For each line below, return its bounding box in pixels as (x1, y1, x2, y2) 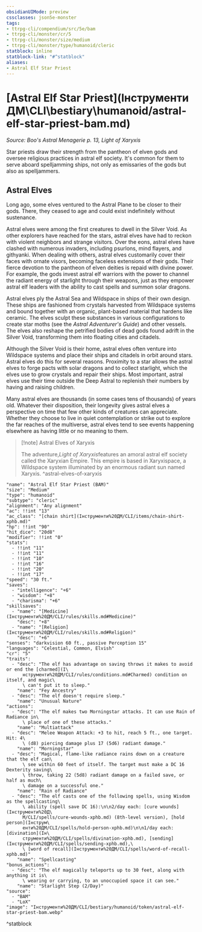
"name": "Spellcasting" (17, 857, 77, 863)
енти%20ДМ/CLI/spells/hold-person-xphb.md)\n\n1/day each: (22, 825, 174, 831)
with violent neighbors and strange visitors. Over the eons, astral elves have (6, 238, 195, 246)
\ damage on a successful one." (22, 783, 104, 789)
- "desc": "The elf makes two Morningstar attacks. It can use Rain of (11, 709, 196, 715)
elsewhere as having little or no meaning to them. (6, 427, 128, 435)
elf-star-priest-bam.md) (6, 116, 131, 130)
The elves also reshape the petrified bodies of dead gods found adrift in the (6, 327, 195, 334)
